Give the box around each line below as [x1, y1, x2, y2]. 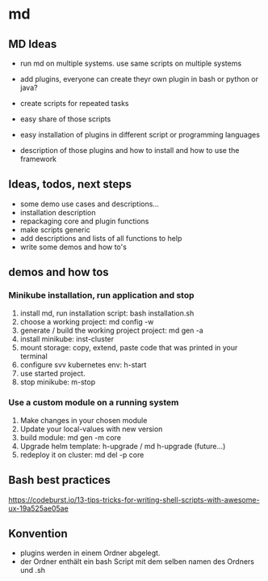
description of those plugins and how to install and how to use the [19, 146, 240, 155]
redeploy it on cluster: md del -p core [19, 450, 144, 460]
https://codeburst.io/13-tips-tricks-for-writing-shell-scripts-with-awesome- [8, 494, 260, 504]
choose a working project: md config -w [19, 316, 154, 326]
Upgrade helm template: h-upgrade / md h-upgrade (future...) [19, 441, 226, 451]
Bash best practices [8, 473, 111, 487]
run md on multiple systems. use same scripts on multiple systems [19, 58, 242, 68]
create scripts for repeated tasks [19, 99, 129, 108]
